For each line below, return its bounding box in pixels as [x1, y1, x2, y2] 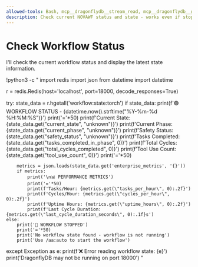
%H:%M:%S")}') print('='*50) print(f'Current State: [6, 114, 131, 121]
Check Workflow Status [6, 39, 125, 53]
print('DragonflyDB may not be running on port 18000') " [6, 254, 143, 262]
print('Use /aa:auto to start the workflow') [16, 238, 131, 243]
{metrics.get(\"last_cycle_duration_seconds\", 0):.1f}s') [6, 212, 154, 218]
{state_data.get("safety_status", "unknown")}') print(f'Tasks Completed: [6, 133, 180, 140]
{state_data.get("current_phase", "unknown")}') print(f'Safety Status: [6, 127, 174, 134]
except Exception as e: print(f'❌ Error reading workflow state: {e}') [6, 248, 168, 255]
